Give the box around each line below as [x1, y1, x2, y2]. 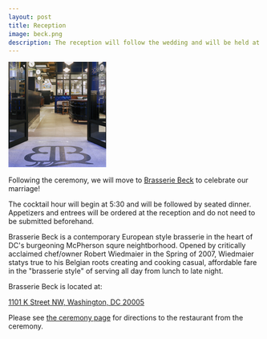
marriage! [8, 184, 41, 194]
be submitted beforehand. [8, 217, 95, 227]
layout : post [8, 13, 52, 21]
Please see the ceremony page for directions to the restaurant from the [8, 313, 244, 323]
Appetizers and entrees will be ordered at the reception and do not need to [8, 208, 256, 218]
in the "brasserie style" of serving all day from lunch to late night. [8, 266, 224, 276]
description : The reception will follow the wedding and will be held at [8, 39, 261, 47]
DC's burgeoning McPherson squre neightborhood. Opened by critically [8, 241, 246, 251]
